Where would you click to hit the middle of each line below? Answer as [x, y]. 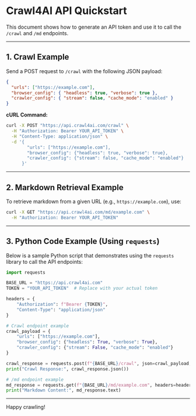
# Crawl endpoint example [37, 326]
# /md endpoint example [35, 379]
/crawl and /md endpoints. [37, 33]
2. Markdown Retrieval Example [65, 188]
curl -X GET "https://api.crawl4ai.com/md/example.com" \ [78, 212]
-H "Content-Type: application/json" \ [60, 136]
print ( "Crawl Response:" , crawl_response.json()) [68, 369]
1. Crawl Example [38, 57]
